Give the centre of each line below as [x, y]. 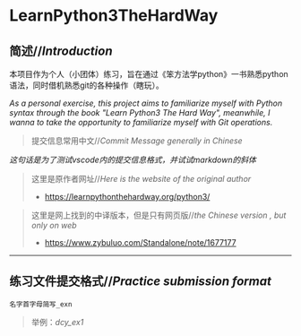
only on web [54, 225]
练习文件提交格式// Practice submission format [140, 282]
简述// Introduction [61, 51]
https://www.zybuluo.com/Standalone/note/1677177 [140, 242]
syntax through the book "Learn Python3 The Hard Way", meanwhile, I [140, 112]
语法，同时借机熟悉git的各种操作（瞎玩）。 [86, 85]
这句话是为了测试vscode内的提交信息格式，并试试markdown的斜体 [133, 159]
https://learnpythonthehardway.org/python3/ [127, 197]
